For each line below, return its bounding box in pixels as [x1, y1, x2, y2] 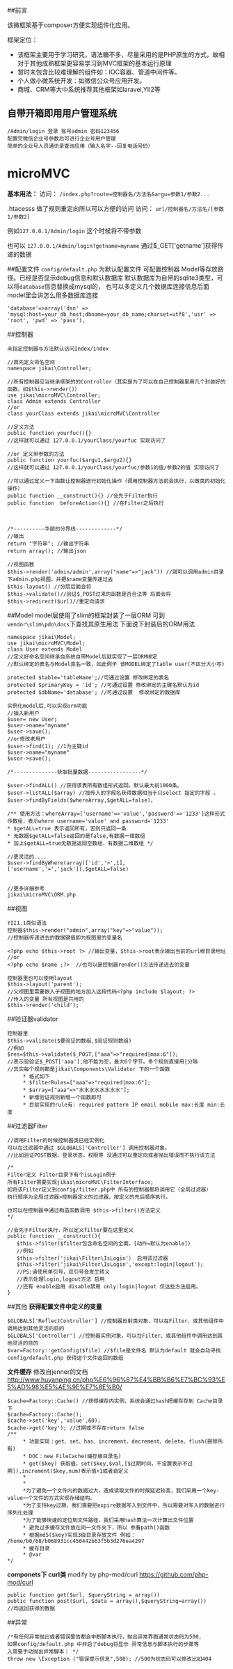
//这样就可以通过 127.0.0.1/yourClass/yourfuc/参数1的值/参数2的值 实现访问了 [7, 464, 220, 471]
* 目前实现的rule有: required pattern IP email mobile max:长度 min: [22, 1101, 220, 1108]
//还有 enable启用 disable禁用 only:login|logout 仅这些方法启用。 [16, 1283, 202, 1290]
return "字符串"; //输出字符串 [7, 540, 90, 547]
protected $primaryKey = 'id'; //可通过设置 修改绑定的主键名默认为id [7, 681, 200, 688]
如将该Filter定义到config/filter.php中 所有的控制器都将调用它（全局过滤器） [7, 1186, 212, 1193]
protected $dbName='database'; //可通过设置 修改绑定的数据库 [7, 688, 181, 696]
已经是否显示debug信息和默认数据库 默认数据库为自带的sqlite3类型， [19, 274, 218, 282]
